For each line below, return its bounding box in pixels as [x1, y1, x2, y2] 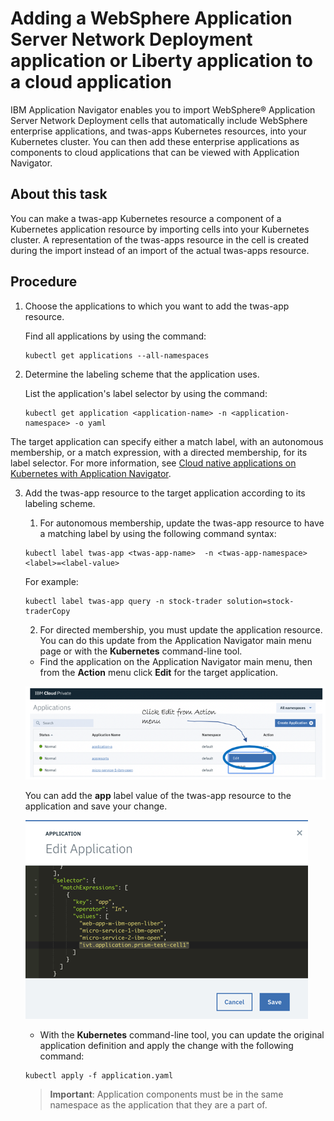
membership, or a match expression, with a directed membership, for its [10, 446, 308, 458]
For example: [24, 575, 79, 587]
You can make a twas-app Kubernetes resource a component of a [10, 212, 282, 224]
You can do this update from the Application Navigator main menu [39, 634, 312, 646]
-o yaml [74, 418, 107, 428]
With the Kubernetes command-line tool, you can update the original [39, 1028, 325, 1041]
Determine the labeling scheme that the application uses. [24, 368, 260, 380]
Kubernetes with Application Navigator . [10, 467, 172, 479]
